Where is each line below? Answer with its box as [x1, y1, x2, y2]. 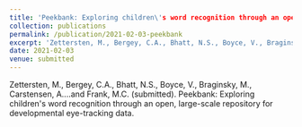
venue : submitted [9, 55, 75, 63]
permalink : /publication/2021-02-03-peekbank [9, 30, 182, 38]
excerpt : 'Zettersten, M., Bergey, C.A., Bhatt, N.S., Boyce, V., [9, 38, 263, 47]
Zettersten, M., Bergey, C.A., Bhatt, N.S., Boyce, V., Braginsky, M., [9, 80, 253, 89]
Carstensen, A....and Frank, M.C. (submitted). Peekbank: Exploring [9, 89, 255, 99]
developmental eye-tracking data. [9, 108, 135, 118]
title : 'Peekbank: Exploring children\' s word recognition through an [9, 13, 280, 22]
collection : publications [9, 21, 106, 30]
